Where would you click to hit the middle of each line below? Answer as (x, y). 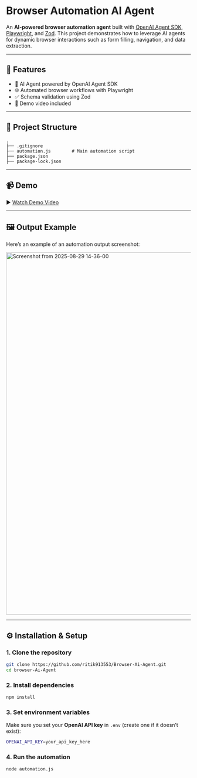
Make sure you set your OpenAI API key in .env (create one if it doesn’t (92, 725)
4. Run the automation (38, 757)
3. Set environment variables (48, 712)
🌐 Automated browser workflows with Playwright (74, 90)
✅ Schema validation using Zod (52, 97)
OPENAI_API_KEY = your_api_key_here (48, 742)
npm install (21, 697)
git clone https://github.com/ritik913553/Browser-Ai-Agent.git (86, 664)
